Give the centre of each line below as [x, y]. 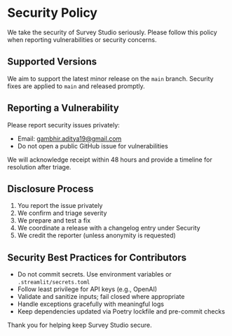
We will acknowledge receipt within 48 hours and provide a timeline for [110, 160]
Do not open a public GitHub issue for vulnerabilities [93, 146]
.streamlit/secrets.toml [54, 282]
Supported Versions [52, 62]
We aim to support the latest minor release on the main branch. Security [110, 78]
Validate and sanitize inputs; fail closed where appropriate [101, 297]
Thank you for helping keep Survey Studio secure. [80, 325]
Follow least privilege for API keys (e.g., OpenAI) [87, 289]
